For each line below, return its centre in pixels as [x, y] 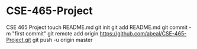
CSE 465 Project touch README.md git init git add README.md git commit [97, 27]
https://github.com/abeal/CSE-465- [143, 33]
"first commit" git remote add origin [55, 33]
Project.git [19, 40]
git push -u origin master [62, 40]
